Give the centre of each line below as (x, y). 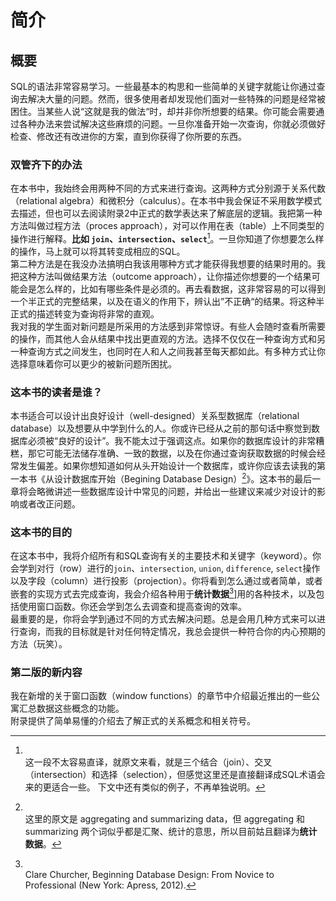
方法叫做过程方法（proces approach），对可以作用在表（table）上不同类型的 (167, 226)
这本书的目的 (41, 532)
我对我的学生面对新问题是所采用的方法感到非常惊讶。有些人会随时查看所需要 (168, 326)
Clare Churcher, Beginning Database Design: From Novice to (149, 875)
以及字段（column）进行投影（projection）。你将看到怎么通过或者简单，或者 (166, 581)
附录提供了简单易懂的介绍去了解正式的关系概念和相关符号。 (133, 721)
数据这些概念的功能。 (80, 708)
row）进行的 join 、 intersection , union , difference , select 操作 (191, 568)
